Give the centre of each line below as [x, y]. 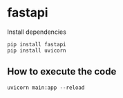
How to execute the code [62, 71]
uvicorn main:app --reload [46, 88]
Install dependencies [37, 32]
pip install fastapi [37, 44]
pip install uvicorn [37, 50]
